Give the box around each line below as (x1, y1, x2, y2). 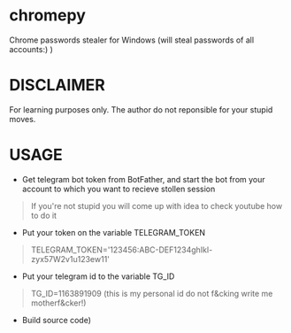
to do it (30, 210, 57, 221)
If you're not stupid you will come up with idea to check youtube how (30, 200, 283, 211)
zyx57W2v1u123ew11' (30, 253, 111, 264)
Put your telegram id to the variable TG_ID (21, 271, 175, 282)
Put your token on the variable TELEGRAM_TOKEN (21, 227, 206, 237)
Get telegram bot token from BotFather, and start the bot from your (21, 174, 265, 184)
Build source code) (21, 314, 91, 325)
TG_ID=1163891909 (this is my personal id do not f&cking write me (30, 288, 273, 298)
